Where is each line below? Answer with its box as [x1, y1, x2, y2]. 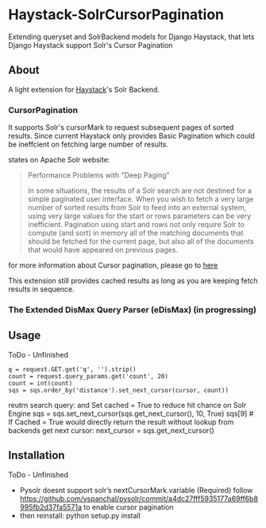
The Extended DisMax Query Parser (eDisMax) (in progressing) [8, 304, 256, 315]
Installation [8, 448, 65, 463]
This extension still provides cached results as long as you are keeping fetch [8, 276, 258, 286]
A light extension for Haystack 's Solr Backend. [8, 84, 160, 94]
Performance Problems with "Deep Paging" [27, 170, 170, 180]
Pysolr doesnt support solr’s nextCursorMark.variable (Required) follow [19, 485, 253, 495]
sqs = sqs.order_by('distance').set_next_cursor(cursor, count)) [8, 386, 229, 394]
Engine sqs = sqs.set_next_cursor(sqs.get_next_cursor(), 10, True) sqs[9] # [8, 409, 254, 418]
